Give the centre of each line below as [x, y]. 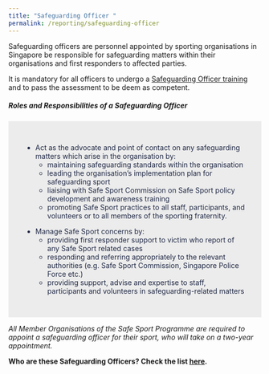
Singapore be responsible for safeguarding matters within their [112, 55]
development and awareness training [108, 199]
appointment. [31, 346]
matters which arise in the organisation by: [106, 157]
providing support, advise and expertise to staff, [126, 283]
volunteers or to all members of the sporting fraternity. [137, 216]
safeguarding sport [79, 182]
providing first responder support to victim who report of [141, 240]
